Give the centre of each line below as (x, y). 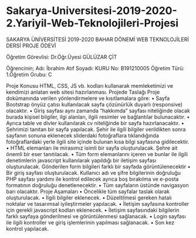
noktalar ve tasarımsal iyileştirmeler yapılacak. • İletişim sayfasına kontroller (98, 203)
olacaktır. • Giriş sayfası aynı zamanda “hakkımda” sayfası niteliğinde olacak (98, 111)
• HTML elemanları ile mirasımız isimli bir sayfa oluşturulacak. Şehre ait (92, 148)
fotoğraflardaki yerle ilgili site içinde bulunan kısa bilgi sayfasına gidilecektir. (98, 142)
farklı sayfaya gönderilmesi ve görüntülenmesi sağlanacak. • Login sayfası (96, 216)
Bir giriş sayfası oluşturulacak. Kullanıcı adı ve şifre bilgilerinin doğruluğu (93, 173)
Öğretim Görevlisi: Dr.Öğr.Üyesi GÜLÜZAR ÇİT (62, 57)
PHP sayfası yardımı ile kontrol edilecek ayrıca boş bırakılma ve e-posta (92, 179)
